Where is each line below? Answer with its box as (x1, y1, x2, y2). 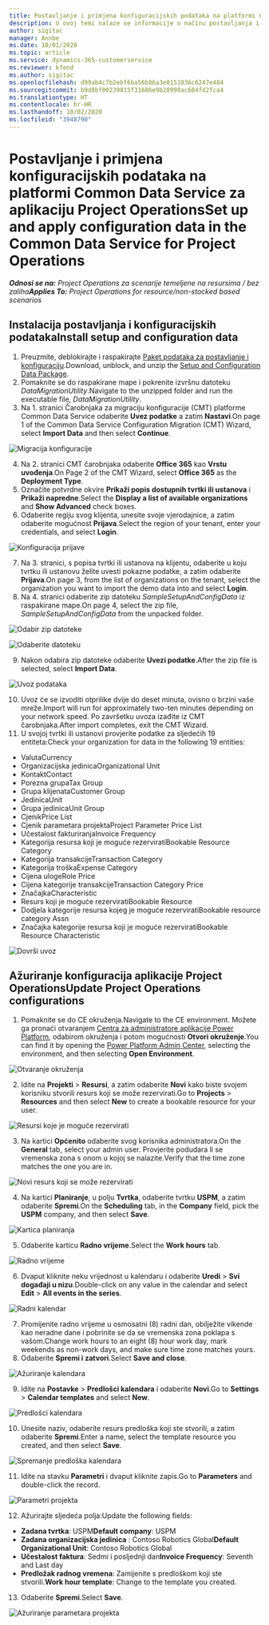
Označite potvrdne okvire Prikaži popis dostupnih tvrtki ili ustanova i (20, 484, 251, 494)
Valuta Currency (20, 752, 73, 762)
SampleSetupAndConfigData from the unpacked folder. (20, 608, 204, 619)
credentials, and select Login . (20, 527, 119, 536)
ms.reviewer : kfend (9, 64, 74, 72)
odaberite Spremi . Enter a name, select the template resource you (20, 1432, 236, 1441)
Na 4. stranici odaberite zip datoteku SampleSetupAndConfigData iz (20, 591, 246, 601)
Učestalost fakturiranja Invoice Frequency (20, 828, 156, 838)
